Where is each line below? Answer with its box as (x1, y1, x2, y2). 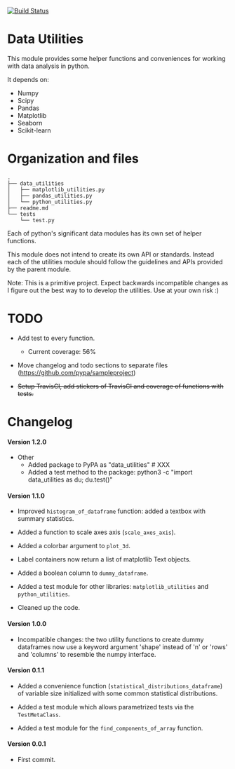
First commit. (17, 756, 56, 764)
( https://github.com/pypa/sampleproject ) (17, 368, 136, 376)
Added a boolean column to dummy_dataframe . (17, 569, 149, 578)
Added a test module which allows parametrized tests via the (17, 702, 194, 711)
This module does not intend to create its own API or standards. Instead (7, 250, 215, 259)
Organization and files (7, 151, 139, 167)
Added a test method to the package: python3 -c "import (27, 468, 193, 477)
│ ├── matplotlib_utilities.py (7, 186, 105, 193)
